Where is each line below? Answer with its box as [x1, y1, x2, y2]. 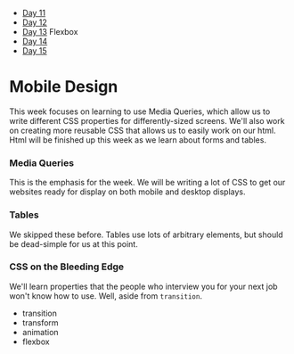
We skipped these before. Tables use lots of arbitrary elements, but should [9, 229, 283, 240]
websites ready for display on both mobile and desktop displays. [9, 186, 246, 197]
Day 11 [21, 8, 46, 18]
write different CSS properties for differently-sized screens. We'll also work [9, 115, 285, 126]
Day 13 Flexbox [21, 27, 78, 37]
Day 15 [21, 45, 47, 56]
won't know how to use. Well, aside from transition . [9, 290, 203, 301]
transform [21, 317, 60, 328]
